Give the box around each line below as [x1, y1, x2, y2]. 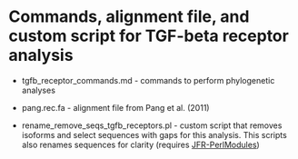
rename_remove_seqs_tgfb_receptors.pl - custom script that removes [21, 120, 283, 131]
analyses [21, 84, 56, 95]
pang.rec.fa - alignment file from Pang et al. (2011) [21, 102, 210, 113]
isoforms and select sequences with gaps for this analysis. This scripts [21, 129, 287, 140]
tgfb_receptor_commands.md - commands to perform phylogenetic [21, 75, 275, 85]
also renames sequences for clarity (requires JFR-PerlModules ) [21, 139, 260, 150]
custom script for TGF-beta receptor [8, 25, 290, 46]
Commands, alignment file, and [8, 6, 250, 27]
